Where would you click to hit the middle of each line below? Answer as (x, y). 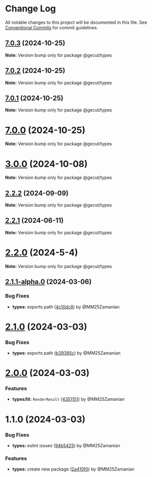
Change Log (30, 9)
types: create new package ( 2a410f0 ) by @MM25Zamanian (73, 469)
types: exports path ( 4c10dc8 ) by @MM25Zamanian (66, 307)
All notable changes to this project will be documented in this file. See (76, 22)
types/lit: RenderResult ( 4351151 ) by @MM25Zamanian (68, 399)
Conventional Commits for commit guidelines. (51, 27)
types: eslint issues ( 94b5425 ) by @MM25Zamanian (66, 445)
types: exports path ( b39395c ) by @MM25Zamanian (66, 353)
